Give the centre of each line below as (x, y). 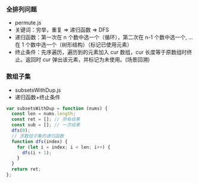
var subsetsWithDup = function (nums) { (57, 108)
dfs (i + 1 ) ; (37, 153)
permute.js (28, 23)
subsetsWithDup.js (38, 90)
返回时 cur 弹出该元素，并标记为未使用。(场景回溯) (88, 60)
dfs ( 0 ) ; (21, 131)
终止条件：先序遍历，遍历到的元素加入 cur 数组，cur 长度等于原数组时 (101, 52)
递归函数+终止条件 (38, 97)
